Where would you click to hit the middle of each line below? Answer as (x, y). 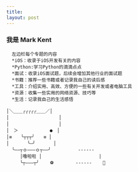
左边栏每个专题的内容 (35, 54)
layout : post (23, 18)
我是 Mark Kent (29, 40)
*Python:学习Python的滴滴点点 (47, 67)
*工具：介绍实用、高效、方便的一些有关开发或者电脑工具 (72, 86)
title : (15, 12)
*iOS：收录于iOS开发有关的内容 (46, 60)
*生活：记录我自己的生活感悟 (43, 99)
